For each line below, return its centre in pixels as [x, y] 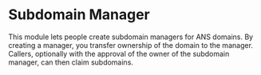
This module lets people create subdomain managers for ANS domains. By [131, 37]
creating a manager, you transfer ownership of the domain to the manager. [131, 45]
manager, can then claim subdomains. [71, 62]
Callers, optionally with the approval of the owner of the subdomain [119, 53]
